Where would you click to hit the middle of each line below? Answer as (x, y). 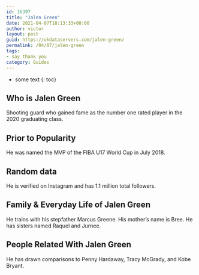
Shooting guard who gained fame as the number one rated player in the (94, 113)
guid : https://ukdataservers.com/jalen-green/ (65, 40)
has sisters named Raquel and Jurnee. (54, 226)
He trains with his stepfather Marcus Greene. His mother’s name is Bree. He (99, 219)
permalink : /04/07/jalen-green (45, 46)
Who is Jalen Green (43, 98)
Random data (31, 171)
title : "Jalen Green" (33, 17)
